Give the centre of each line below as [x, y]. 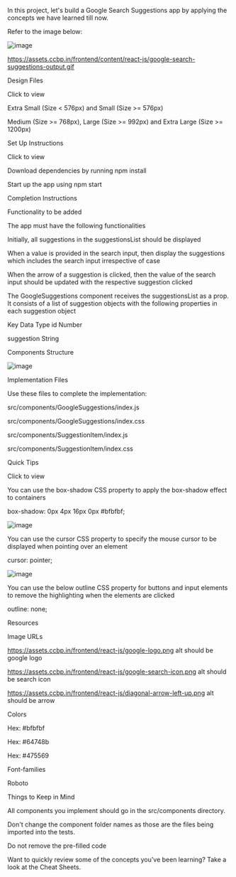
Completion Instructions [43, 198]
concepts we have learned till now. [58, 18]
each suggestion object [42, 311]
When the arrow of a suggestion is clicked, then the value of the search [112, 274]
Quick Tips [23, 462]
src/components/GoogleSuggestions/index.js [73, 407]
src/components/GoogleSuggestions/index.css [76, 421]
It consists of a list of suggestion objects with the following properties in [112, 303]
